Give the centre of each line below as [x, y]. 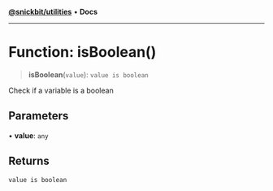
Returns [29, 161]
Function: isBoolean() [82, 52]
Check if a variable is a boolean [61, 90]
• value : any [28, 135]
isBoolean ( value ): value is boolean [88, 74]
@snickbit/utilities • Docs [53, 12]
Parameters [39, 116]
